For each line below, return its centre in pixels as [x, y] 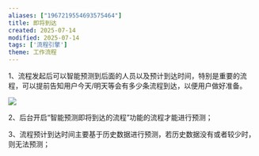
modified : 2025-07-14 [44, 38]
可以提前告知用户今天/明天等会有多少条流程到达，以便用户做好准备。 [134, 86]
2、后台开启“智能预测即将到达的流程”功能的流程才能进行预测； [110, 117]
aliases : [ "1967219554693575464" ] [65, 15]
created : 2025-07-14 [42, 30]
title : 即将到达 [32, 23]
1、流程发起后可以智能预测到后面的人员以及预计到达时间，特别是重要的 [124, 76]
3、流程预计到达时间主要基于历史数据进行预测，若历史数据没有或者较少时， [132, 134]
